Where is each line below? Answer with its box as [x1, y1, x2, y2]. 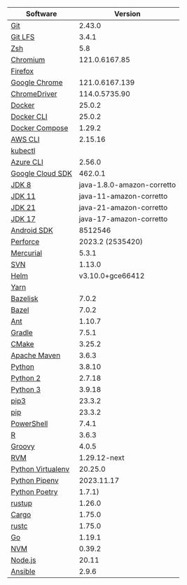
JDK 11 [11, 192, 36, 201]
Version [114, 9, 141, 18]
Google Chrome [11, 78, 63, 87]
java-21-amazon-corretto [78, 203, 168, 212]
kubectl [11, 146, 36, 155]
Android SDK [11, 225, 54, 235]
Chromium [11, 55, 46, 64]
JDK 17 [11, 214, 36, 223]
